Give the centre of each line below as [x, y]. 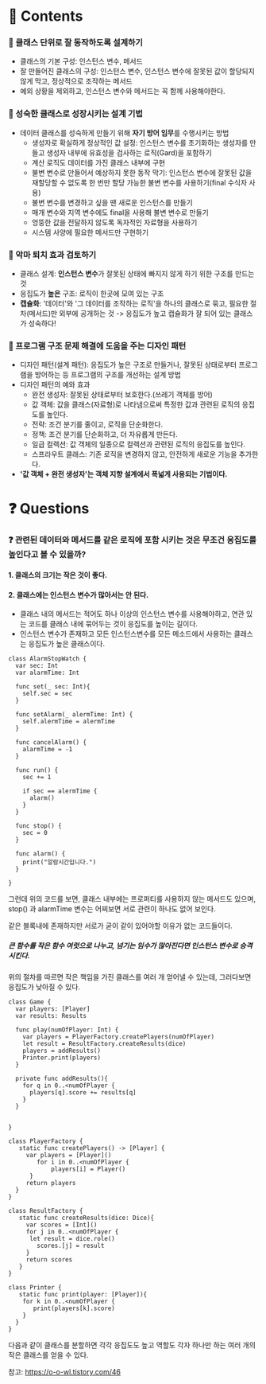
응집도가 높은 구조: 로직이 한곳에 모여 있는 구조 [92, 294]
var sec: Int [37, 666]
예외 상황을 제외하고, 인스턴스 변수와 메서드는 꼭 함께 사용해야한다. [122, 92]
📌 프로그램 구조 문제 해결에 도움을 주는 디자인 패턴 [97, 346]
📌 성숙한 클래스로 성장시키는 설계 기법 [75, 114]
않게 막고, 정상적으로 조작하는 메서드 [76, 81]
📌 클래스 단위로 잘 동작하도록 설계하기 [75, 43]
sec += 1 [37, 778]
